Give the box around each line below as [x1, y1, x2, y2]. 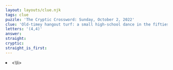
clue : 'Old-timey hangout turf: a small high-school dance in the [5, 21, 151, 27]
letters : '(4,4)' [5, 27, 43, 32]
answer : [5, 31, 22, 36]
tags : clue [5, 12, 29, 17]
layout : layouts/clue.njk [5, 7, 61, 13]
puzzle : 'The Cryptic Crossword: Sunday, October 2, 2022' [5, 17, 135, 22]
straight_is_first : [5, 45, 47, 51]
